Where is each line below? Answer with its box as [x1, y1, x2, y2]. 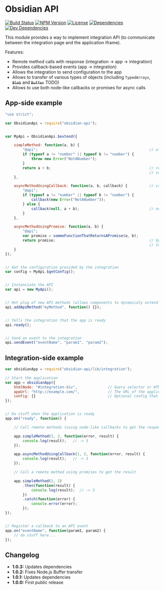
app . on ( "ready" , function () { [5, 416, 67, 421]
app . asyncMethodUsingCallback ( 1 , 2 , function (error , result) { [14, 452, 145, 457]
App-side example [5, 99, 62, 107]
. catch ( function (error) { [22, 497, 76, 502]
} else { [22, 202, 41, 206]
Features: [5, 49, 24, 55]
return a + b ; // [22, 165, 154, 170]
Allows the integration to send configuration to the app [12, 69, 122, 75]
